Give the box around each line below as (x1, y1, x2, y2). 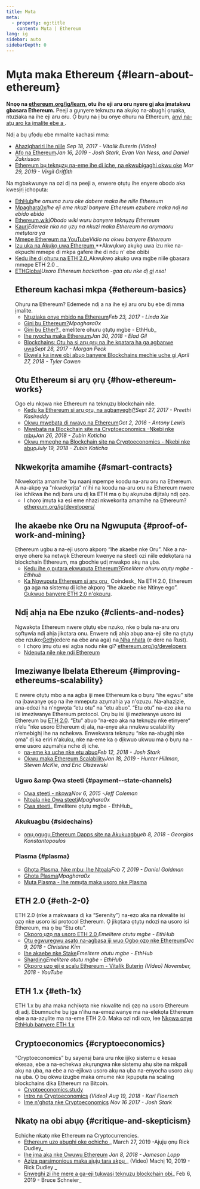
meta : (6, 14, 20, 20)
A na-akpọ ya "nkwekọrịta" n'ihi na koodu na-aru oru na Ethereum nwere (14, 484, 195, 491)
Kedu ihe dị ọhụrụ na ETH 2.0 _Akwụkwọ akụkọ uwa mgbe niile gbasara (14, 255, 190, 262)
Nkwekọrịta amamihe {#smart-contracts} (14, 461, 173, 472)
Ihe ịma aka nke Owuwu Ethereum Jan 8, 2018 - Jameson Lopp (23, 1151, 180, 1158)
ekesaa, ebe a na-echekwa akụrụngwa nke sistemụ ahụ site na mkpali (14, 1060, 187, 1068)
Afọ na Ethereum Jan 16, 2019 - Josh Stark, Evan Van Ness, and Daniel (14, 149, 189, 156)
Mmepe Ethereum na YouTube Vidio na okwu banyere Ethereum (14, 236, 171, 243)
